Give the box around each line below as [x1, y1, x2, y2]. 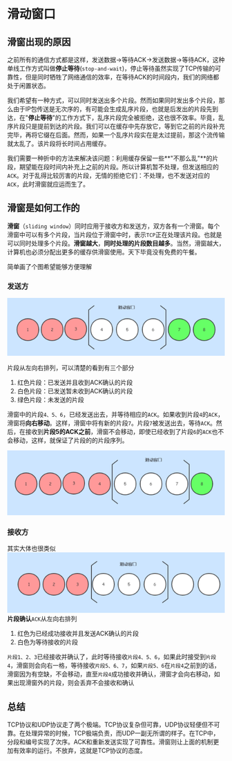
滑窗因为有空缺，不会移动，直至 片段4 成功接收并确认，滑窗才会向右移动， [7, 670, 214, 678]
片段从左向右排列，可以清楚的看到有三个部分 [7, 364, 135, 372]
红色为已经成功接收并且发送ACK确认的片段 [17, 630, 139, 638]
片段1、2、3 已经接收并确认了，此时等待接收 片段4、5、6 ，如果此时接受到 [7, 652, 206, 661]
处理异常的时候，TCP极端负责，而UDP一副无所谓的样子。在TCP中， [25, 729, 220, 737]
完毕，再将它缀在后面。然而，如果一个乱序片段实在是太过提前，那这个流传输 [7, 131, 225, 139]
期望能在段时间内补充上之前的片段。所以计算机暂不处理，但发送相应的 [19, 163, 219, 171]
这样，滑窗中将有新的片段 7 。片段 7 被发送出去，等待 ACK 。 [55, 419, 216, 427]
